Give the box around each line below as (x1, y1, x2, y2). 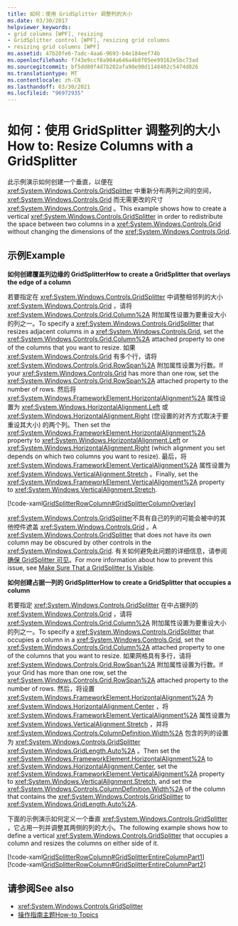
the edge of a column (7, 278, 71, 286)
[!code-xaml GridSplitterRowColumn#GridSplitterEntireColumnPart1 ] (7, 852, 205, 861)
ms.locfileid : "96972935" (7, 90, 84, 97)
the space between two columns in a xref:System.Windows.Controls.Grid (7, 220, 222, 228)
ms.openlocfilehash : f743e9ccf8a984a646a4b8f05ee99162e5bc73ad (7, 57, 199, 64)
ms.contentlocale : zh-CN (7, 76, 81, 84)
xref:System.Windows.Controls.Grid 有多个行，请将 (7, 352, 158, 360)
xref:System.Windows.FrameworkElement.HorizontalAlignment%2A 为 (7, 693, 214, 701)
